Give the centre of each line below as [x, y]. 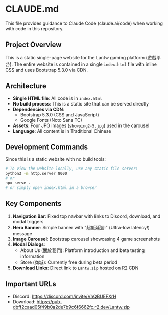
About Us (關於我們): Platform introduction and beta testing [82, 250]
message [22, 233]
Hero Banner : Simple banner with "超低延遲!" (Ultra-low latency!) [81, 227]
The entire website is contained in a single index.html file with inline [86, 64]
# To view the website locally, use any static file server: [72, 169]
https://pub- [49, 302]
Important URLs [31, 284]
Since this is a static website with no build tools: [56, 159]
